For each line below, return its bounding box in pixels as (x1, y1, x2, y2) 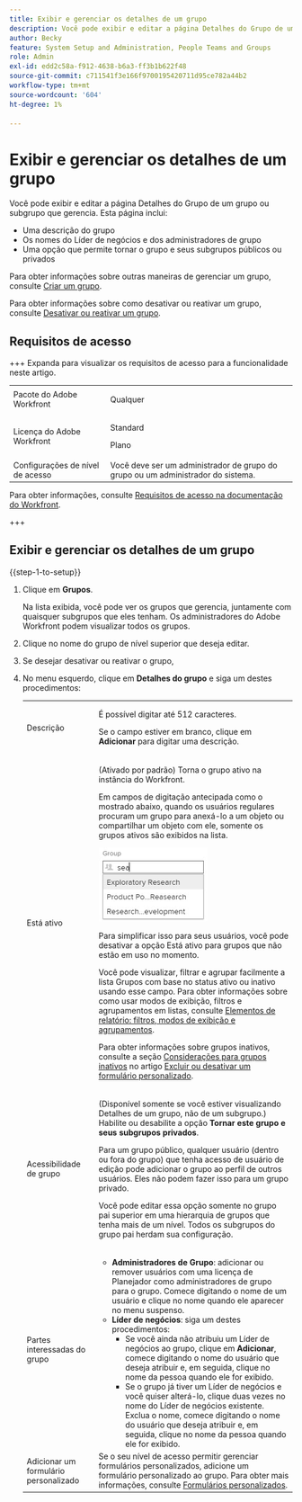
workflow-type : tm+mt (9, 81, 91, 90)
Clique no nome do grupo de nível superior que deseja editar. (22, 638, 250, 648)
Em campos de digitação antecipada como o (98, 791, 263, 802)
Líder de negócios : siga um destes (111, 1314, 241, 1326)
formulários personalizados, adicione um (98, 1461, 250, 1471)
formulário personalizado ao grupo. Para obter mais (98, 1471, 289, 1481)
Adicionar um (26, 1455, 76, 1466)
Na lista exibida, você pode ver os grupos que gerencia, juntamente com (22, 601, 292, 612)
